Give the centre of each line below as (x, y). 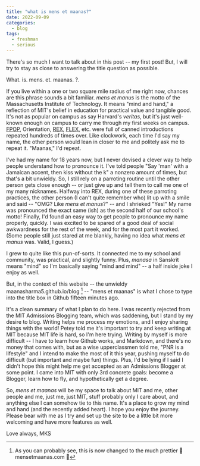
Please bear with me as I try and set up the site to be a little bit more (90, 415)
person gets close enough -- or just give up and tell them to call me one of (97, 184)
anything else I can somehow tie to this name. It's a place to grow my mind (98, 403)
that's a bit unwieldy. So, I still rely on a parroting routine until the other (93, 179)
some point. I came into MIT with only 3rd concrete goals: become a (90, 372)
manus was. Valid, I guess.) (40, 242)
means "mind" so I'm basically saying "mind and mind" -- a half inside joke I (99, 266)
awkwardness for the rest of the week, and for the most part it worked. (93, 229)
